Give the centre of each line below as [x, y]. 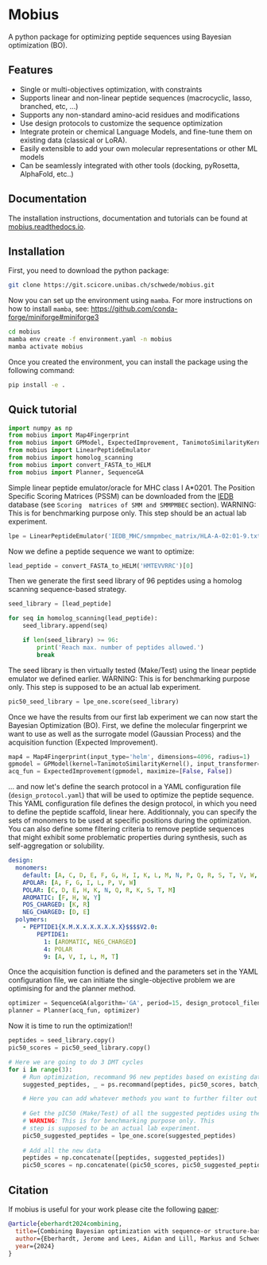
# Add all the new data [62, 1150]
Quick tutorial [43, 410]
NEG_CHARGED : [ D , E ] [56, 913]
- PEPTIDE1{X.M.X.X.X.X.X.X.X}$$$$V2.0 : [90, 927]
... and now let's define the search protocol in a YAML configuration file [125, 787]
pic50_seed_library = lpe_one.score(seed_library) [94, 702]
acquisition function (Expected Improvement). [83, 742]
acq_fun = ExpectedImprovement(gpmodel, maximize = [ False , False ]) [120, 772]
